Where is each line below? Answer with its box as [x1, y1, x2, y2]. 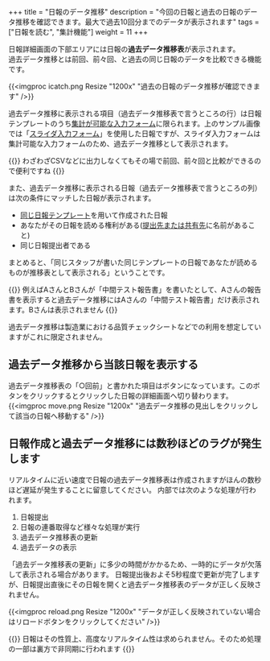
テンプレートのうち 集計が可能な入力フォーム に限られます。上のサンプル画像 [8, 119, 261, 128]
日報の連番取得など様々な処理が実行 [19, 522, 141, 531]
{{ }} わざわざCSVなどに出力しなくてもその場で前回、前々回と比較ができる [8, 156, 255, 165]
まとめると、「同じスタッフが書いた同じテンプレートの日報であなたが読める [8, 258, 258, 267]
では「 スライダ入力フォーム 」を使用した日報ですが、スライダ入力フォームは [8, 129, 261, 138]
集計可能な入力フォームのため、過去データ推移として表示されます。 [8, 139, 233, 148]
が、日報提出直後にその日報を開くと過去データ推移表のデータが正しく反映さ [8, 579, 262, 589]
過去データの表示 [19, 542, 77, 552]
